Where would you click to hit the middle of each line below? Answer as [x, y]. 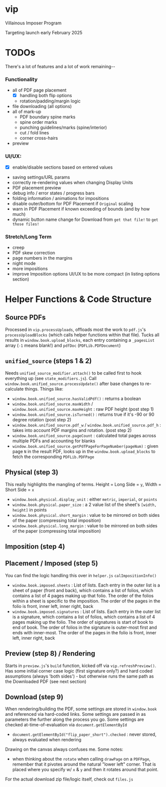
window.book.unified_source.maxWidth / [53, 403]
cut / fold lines [34, 133]
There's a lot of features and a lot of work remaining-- [60, 66]
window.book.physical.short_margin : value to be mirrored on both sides [86, 515]
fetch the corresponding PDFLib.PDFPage [53, 457]
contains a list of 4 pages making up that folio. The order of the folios [83, 595]
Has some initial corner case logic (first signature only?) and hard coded [79, 671]
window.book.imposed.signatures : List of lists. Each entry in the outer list [86, 611]
